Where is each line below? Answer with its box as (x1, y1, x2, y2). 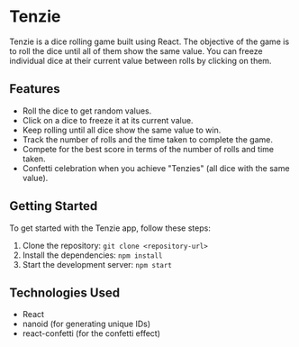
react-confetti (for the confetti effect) (22, 328, 160, 339)
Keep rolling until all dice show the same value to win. (22, 124, 222, 135)
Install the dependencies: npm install (22, 250, 163, 260)
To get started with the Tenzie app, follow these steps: (9, 223, 212, 233)
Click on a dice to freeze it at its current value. (22, 114, 194, 125)
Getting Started (9, 198, 98, 214)
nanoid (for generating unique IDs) (22, 318, 151, 330)
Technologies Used (9, 285, 120, 300)
